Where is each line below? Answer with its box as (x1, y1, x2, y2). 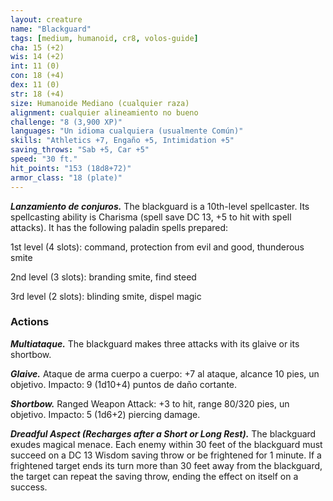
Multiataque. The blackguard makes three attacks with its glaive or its (10, 337, 300, 350)
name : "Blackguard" (10, 24, 92, 34)
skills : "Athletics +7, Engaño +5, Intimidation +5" (10, 136, 235, 146)
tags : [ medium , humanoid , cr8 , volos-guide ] (10, 33, 199, 43)
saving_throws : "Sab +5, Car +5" (10, 145, 150, 155)
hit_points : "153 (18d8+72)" (10, 163, 132, 173)
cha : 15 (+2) (10, 42, 65, 53)
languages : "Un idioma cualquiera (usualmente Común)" (10, 126, 244, 136)
